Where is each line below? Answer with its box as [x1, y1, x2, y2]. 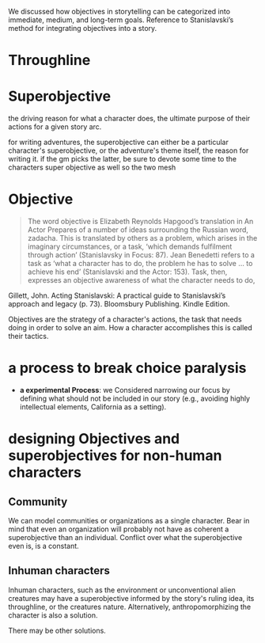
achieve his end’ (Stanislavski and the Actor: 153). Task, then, [27, 267, 228, 276]
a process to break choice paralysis [8, 360, 247, 377]
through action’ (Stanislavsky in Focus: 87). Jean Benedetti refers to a [27, 250, 256, 260]
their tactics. [8, 332, 49, 341]
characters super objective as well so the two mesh [8, 162, 176, 173]
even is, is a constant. [8, 542, 79, 550]
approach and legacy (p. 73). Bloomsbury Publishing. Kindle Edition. [8, 299, 230, 309]
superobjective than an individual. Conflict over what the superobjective [8, 533, 243, 542]
